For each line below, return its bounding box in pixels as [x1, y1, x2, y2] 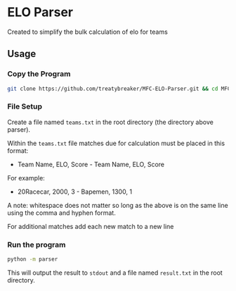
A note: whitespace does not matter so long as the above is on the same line [7, 201, 228, 209]
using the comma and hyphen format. [7, 209, 116, 217]
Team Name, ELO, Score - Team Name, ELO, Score [17, 160, 165, 168]
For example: [7, 173, 46, 182]
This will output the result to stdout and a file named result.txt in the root [7, 268, 223, 277]
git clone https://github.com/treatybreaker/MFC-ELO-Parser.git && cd [7, 85, 218, 92]
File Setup [7, 101, 43, 111]
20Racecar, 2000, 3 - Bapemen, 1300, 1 [17, 187, 132, 196]
